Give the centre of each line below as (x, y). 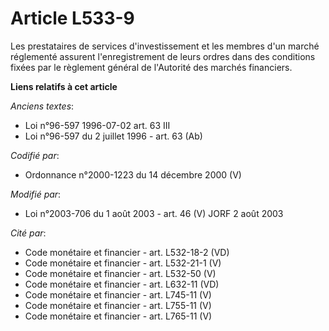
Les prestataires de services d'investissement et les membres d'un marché (165, 46)
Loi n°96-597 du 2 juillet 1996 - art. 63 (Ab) (113, 136)
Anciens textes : (42, 106)
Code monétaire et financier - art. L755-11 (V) (118, 305)
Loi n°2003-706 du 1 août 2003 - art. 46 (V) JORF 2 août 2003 (154, 213)
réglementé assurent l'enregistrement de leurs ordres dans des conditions (163, 56)
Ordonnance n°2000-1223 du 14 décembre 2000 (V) (133, 174)
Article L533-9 (72, 18)
